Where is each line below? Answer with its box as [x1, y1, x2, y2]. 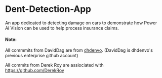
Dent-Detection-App [5, 3, 91, 15]
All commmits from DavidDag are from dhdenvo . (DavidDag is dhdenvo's [5, 47, 153, 53]
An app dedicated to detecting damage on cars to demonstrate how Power [5, 20, 157, 26]
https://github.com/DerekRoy [5, 68, 64, 74]
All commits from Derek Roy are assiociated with [5, 62, 104, 68]
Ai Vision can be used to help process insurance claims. [5, 25, 119, 31]
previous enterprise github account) [5, 53, 79, 59]
